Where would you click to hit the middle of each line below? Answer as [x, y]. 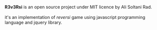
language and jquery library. [34, 22]
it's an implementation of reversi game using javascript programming [75, 17]
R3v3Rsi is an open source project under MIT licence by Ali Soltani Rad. [78, 7]
